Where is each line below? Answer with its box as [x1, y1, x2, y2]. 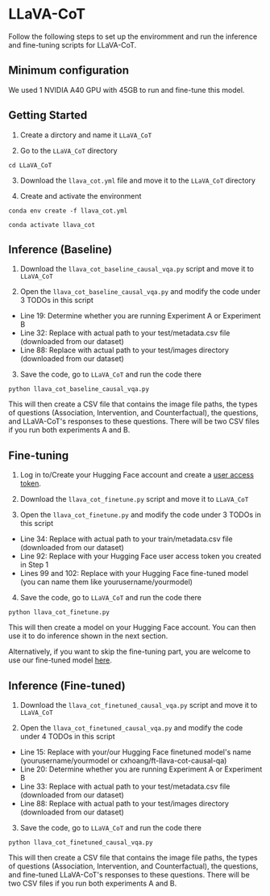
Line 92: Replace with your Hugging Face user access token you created [19, 551, 262, 562]
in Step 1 [19, 560, 49, 570]
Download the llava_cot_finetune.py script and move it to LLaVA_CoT [19, 494, 249, 504]
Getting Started [8, 108, 88, 122]
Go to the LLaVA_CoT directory [19, 145, 118, 155]
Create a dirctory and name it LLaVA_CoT [19, 130, 152, 140]
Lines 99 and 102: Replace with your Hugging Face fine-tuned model [19, 569, 248, 578]
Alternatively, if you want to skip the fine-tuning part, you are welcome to [8, 647, 251, 657]
